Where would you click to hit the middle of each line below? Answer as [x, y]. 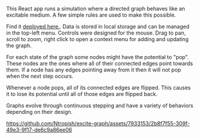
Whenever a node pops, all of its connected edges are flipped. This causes [99, 88]
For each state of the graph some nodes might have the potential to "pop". [98, 57]
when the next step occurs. [40, 76]
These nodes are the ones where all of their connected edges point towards [99, 63]
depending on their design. [39, 112]
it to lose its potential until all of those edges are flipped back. [82, 94]
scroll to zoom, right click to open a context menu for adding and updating [97, 39]
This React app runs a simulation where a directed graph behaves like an [96, 9]
